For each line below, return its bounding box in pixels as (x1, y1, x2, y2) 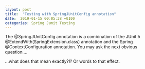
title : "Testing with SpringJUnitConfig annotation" (5, 12, 117, 16)
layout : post (5, 7, 32, 12)
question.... (5, 49, 28, 55)
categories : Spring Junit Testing (5, 20, 75, 26)
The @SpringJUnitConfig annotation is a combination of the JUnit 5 (5, 34, 140, 40)
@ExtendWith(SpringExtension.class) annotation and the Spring (5, 39, 133, 45)
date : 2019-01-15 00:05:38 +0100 (5, 16, 75, 21)
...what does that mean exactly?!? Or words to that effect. (5, 58, 120, 64)
